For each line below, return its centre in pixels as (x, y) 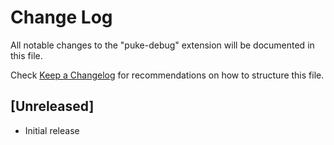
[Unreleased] (52, 106)
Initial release (52, 130)
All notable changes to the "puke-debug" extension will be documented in (162, 45)
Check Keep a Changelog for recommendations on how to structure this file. (167, 75)
